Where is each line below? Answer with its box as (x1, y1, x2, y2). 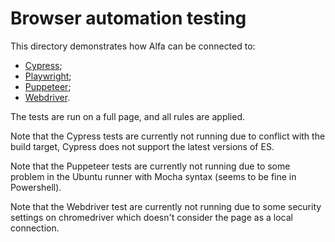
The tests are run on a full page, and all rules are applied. (10, 110, 246, 122)
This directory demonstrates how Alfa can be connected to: (10, 40, 256, 52)
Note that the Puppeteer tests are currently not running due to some (10, 160, 291, 172)
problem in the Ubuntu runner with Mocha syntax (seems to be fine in (10, 170, 297, 182)
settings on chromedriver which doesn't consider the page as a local (10, 211, 293, 223)
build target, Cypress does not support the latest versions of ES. (10, 140, 275, 152)
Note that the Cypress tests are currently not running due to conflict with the (10, 130, 326, 142)
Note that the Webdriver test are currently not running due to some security (10, 200, 322, 212)
